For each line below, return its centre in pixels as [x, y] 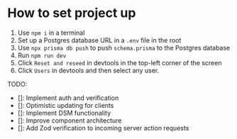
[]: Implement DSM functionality [64, 113]
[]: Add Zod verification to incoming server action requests [103, 128]
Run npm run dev [42, 55]
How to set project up [72, 13]
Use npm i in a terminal [51, 33]
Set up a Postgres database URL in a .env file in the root [99, 40]
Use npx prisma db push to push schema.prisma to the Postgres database [124, 48]
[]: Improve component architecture [70, 120]
